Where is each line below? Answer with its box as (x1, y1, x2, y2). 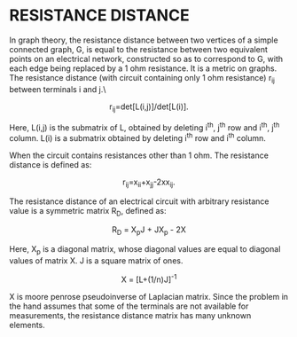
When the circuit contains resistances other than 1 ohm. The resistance (9, 150, 269, 161)
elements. (9, 319, 46, 330)
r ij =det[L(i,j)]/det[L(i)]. (109, 101, 189, 114)
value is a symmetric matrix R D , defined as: (9, 205, 167, 218)
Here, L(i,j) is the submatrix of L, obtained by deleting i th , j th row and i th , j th (9, 121, 280, 133)
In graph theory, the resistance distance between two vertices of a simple (9, 35, 278, 45)
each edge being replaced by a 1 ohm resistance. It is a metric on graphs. (9, 63, 277, 74)
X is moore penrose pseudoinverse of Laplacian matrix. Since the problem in (9, 291, 289, 302)
